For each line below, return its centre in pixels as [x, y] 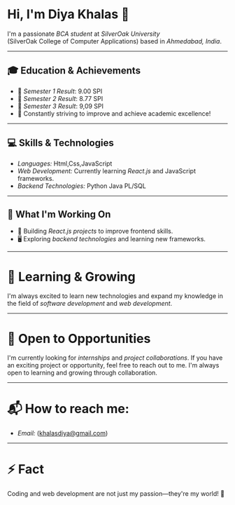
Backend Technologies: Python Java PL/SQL [82, 186]
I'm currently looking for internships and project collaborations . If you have [115, 358]
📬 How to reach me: [68, 409]
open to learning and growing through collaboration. [82, 373]
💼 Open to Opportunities [79, 338]
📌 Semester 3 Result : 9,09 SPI [60, 106]
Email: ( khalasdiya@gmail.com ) [63, 433]
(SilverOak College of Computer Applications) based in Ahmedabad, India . [115, 41]
